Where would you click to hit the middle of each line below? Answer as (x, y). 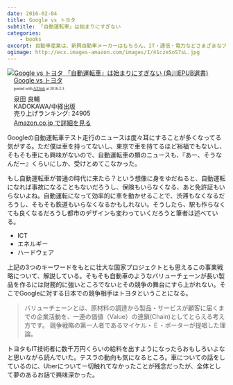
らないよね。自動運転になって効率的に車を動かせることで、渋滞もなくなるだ (116, 196)
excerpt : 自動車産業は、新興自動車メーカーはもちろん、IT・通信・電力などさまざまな (114, 46)
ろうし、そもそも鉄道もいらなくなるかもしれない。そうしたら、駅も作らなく (116, 205)
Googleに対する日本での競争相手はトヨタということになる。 (105, 293)
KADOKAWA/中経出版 (45, 106)
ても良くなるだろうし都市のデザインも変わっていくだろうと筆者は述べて (110, 213)
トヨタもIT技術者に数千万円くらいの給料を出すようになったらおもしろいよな (116, 349)
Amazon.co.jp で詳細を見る (52, 123)
